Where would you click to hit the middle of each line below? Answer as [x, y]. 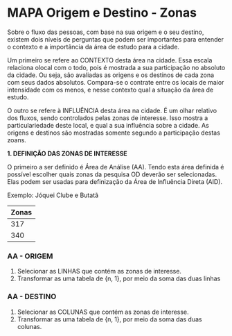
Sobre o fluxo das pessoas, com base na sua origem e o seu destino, [106, 32]
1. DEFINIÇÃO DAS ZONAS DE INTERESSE [68, 153]
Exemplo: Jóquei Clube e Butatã [53, 195]
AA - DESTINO [32, 296]
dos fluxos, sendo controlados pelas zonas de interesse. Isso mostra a [108, 118]
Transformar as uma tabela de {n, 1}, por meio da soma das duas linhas [119, 278]
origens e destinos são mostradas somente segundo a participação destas [114, 133]
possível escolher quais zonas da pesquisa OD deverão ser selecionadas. [112, 174]
